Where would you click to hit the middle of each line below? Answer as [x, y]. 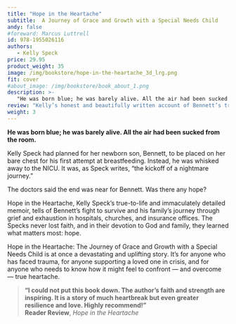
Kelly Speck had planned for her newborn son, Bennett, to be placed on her [117, 153]
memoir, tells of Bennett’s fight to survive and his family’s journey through [113, 210]
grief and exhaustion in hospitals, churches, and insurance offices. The [110, 218]
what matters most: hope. [45, 232]
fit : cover [23, 79]
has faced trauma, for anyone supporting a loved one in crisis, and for [108, 261]
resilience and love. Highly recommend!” [85, 305]
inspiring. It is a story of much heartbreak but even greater [111, 297]
